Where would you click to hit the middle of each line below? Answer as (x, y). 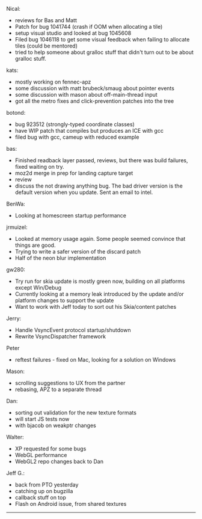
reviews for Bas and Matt (46, 20)
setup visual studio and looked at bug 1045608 (73, 33)
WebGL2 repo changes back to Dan (59, 461)
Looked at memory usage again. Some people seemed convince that (100, 239)
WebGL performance (41, 455)
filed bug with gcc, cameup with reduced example (77, 137)
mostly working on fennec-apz (53, 82)
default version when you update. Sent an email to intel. (84, 192)
